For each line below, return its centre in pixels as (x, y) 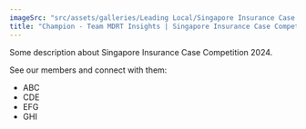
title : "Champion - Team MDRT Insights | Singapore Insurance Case (140, 26)
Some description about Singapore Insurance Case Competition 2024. (141, 52)
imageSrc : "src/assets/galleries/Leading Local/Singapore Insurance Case (153, 18)
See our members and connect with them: (88, 70)
